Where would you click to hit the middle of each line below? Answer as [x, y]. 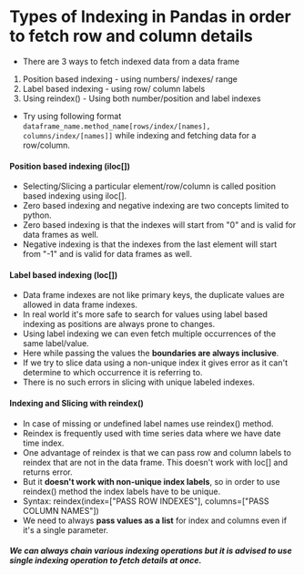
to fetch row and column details [131, 36]
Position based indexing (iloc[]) [70, 166]
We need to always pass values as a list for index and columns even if [155, 520]
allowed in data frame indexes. [80, 305]
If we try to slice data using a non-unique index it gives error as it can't [155, 363]
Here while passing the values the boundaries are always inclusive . [151, 354]
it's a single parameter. [66, 529]
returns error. [47, 472]
